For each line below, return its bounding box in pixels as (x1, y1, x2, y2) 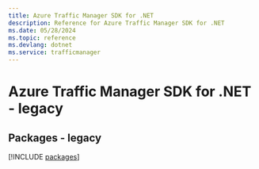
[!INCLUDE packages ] (8, 152, 80, 161)
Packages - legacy (8, 131, 101, 144)
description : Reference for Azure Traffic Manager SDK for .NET (8, 19, 225, 27)
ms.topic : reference (8, 33, 77, 42)
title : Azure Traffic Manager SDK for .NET (8, 11, 154, 20)
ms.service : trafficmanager (8, 48, 101, 56)
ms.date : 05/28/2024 (8, 26, 77, 34)
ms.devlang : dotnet (8, 41, 73, 49)
